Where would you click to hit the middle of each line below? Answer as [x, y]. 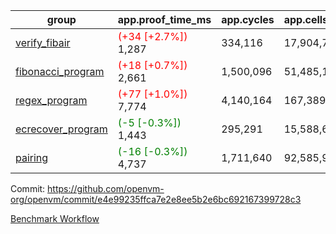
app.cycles [248, 19]
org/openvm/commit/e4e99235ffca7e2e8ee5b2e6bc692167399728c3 [156, 199]
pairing [32, 157]
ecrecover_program [61, 129]
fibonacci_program [60, 71]
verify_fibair [43, 42]
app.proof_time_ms [164, 19]
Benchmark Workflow [55, 218]
